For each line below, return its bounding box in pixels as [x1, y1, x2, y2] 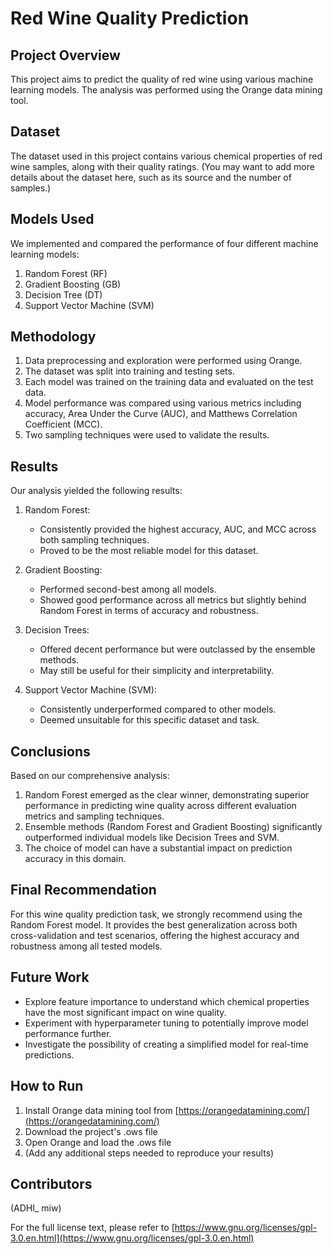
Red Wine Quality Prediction [10, 7, 250, 30]
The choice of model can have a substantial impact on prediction [24, 842, 293, 854]
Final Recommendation [10, 882, 157, 899]
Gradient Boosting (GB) [24, 278, 122, 290]
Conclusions [10, 743, 91, 760]
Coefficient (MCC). [24, 418, 103, 431]
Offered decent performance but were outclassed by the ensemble [39, 643, 316, 656]
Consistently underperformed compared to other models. [39, 703, 277, 716]
